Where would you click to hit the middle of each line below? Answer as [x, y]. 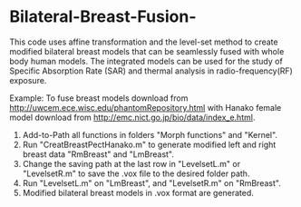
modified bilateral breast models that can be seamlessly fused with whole [147, 51]
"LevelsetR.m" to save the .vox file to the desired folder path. [136, 173]
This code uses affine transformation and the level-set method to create [144, 42]
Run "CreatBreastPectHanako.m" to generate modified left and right [149, 144]
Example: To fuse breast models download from [99, 98]
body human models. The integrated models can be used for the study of [146, 61]
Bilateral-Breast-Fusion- [103, 17]
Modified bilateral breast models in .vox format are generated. [138, 192]
